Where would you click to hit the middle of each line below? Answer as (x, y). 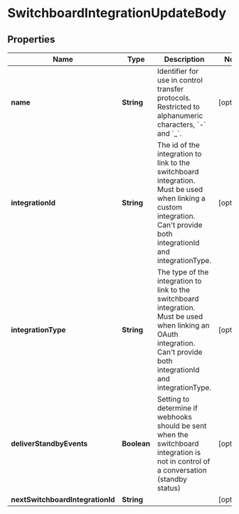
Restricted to (179, 107)
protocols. (174, 98)
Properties (31, 39)
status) (169, 488)
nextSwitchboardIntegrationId (63, 499)
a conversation (182, 470)
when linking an (184, 325)
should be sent (182, 426)
